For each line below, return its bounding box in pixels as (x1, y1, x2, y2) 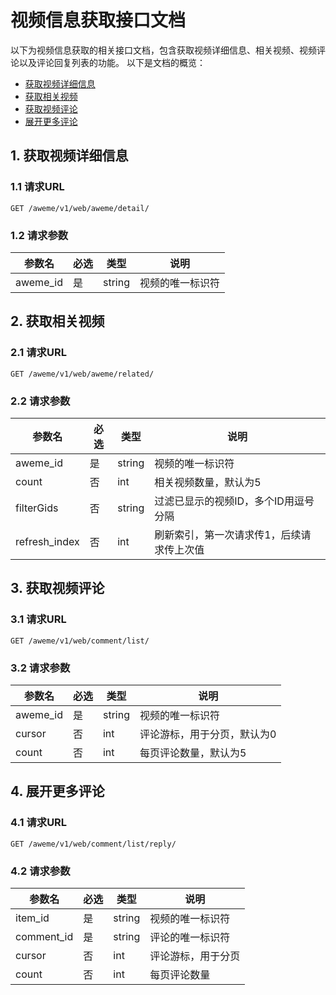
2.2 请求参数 (10, 394, 71, 408)
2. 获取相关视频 (10, 313, 105, 330)
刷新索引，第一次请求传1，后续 (154, 527, 302, 541)
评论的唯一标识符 (149, 930, 231, 944)
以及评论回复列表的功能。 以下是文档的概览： (18, 56, 206, 68)
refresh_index (15, 534, 80, 548)
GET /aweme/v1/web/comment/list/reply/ (10, 839, 177, 849)
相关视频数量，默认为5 (154, 475, 262, 489)
